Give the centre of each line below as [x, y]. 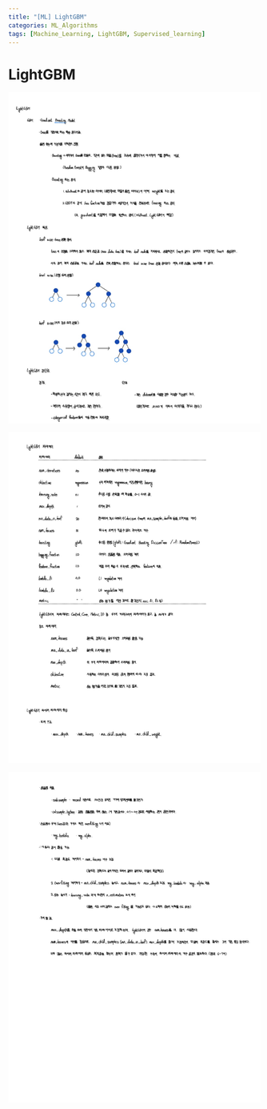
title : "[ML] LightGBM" [48, 17]
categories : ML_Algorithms [53, 25]
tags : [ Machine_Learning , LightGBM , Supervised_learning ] [107, 34]
